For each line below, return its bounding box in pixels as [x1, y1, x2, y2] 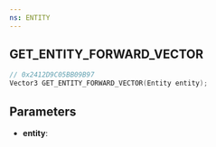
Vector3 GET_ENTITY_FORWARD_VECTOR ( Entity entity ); [9, 78, 208, 88]
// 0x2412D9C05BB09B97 [9, 70, 95, 79]
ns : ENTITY [9, 13, 51, 23]
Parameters [9, 104, 77, 119]
